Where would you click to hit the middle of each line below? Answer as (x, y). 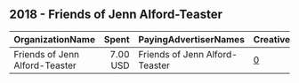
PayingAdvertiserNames (191, 39)
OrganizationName (55, 39)
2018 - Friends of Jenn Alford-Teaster (116, 15)
